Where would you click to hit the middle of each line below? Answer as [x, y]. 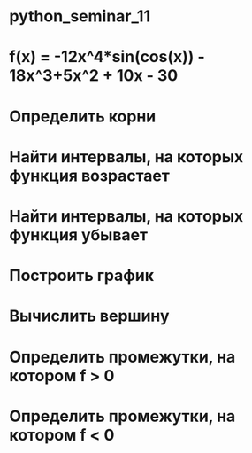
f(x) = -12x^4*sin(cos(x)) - [107, 57]
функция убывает [79, 234]
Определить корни [83, 116]
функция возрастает [90, 176]
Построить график [82, 276]
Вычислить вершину [89, 316]
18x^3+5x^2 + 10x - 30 [94, 76]
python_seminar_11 [80, 16]
